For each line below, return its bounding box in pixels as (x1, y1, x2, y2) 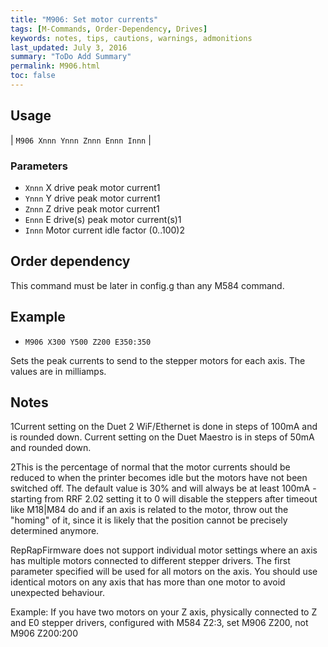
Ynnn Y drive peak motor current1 (24, 192, 161, 204)
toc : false (10, 71, 56, 81)
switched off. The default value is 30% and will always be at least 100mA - (10, 482, 317, 495)
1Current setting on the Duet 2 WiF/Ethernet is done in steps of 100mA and (10, 421, 318, 433)
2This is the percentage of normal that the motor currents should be (10, 461, 291, 473)
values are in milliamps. (10, 365, 107, 377)
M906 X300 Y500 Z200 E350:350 (24, 337, 152, 347)
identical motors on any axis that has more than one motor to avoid (10, 576, 286, 588)
